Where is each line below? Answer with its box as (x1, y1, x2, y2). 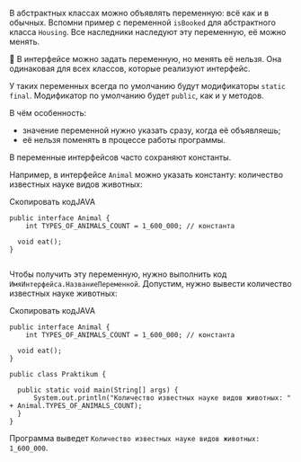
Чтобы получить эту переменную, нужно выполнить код (9, 269, 227, 280)
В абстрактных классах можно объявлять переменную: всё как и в (9, 8, 270, 18)
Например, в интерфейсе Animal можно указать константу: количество (9, 170, 284, 180)
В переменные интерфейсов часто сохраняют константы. (9, 152, 232, 163)
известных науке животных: (9, 288, 119, 298)
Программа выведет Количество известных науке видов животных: (9, 433, 261, 443)
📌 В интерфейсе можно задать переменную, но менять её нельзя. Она (9, 54, 282, 64)
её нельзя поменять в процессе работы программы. (22, 135, 226, 145)
